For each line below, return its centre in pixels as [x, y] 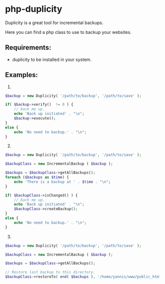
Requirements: [28, 48]
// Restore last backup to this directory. [50, 272]
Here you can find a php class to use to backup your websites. [68, 32]
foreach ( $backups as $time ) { [37, 177]
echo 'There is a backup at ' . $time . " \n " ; [62, 182]
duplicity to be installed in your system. [52, 59]
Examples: [22, 75]
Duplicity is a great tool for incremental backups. [54, 23]
